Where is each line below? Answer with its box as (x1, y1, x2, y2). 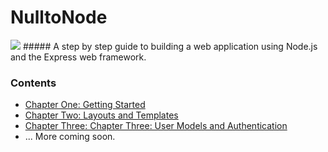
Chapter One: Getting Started (24, 99, 146, 111)
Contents (10, 76, 57, 90)
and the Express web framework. (10, 51, 147, 63)
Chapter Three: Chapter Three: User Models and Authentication (24, 120, 288, 132)
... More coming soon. (24, 131, 116, 143)
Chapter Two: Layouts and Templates (24, 109, 179, 121)
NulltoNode (10, 6, 108, 29)
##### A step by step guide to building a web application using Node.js (22, 40, 318, 52)
